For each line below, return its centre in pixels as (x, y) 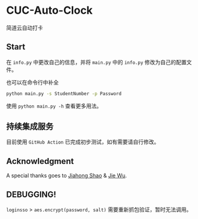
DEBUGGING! (31, 194)
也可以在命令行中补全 (32, 82)
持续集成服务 (30, 127)
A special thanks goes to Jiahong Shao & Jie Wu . (67, 176)
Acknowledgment (40, 161)
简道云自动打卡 (25, 28)
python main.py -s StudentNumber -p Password (64, 93)
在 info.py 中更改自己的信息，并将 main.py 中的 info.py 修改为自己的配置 (96, 62)
